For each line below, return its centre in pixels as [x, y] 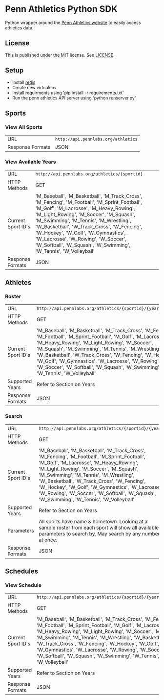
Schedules [21, 571]
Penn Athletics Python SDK [61, 9]
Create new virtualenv [34, 87]
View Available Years [31, 162]
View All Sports [24, 127]
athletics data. [19, 27]
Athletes [18, 282]
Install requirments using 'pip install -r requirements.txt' [68, 93]
